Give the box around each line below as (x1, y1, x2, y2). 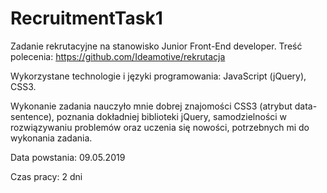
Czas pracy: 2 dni (10, 170, 83, 182)
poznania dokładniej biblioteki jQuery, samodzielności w (56, 110, 288, 122)
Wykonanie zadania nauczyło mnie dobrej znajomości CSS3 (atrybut (10, 100, 293, 112)
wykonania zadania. (10, 132, 93, 144)
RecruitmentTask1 (10, 7, 163, 30)
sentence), (10, 110, 55, 122)
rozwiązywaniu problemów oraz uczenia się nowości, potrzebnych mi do (10, 121, 310, 133)
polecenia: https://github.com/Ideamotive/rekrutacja (10, 50, 226, 62)
